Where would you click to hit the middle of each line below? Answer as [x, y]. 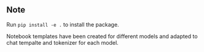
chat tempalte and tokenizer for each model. [62, 42]
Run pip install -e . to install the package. [63, 24]
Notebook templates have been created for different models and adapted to [102, 36]
